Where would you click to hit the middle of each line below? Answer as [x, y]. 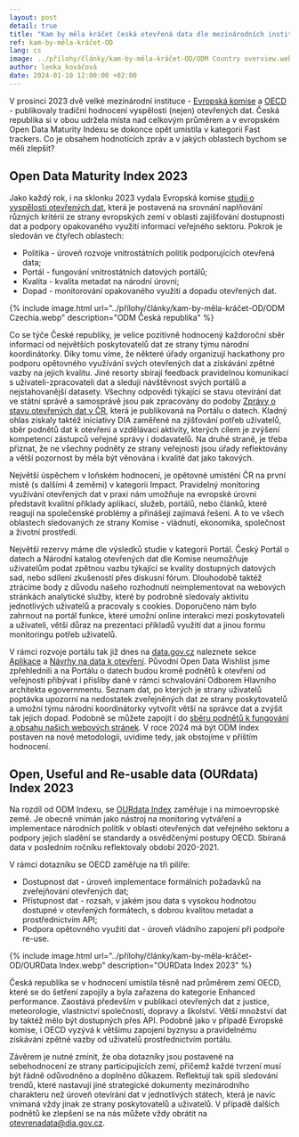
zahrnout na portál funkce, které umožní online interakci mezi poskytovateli [147, 615]
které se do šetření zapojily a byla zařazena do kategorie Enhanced [132, 992]
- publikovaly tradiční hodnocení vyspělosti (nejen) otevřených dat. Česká [145, 110]
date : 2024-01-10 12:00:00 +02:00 [73, 76]
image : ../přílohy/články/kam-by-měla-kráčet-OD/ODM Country [125, 59]
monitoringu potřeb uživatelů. [63, 634]
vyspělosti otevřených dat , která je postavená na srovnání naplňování [136, 207]
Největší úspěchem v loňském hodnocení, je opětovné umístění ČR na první [148, 475]
